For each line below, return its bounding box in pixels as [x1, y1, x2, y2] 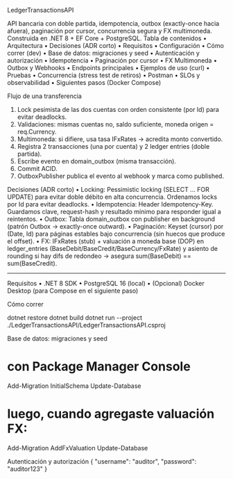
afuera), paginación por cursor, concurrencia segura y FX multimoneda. [7, 27, 213, 35]
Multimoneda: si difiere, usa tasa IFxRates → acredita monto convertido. [17, 135, 223, 143]
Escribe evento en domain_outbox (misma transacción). [17, 157, 177, 165]
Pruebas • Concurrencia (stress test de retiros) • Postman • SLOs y [7, 71, 200, 79]
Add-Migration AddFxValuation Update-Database [7, 444, 148, 452]
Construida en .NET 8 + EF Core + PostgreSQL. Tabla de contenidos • [7, 34, 207, 42]
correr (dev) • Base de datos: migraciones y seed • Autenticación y [7, 49, 200, 57]
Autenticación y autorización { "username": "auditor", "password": [7, 457, 197, 465]
